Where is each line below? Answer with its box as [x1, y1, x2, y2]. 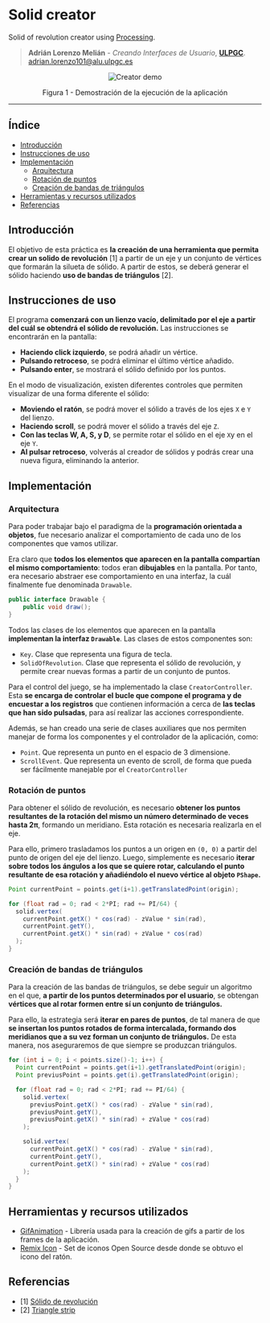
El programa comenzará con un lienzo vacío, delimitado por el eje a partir [8, 315, 256, 325]
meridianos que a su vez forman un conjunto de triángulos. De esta [8, 1032, 237, 1042]
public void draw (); [22, 602, 92, 611]
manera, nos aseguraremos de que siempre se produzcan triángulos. [8, 1040, 237, 1050]
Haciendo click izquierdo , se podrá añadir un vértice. [19, 348, 198, 358]
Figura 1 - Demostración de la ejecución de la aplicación [42, 87, 228, 97]
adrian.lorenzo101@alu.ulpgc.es [27, 56, 133, 66]
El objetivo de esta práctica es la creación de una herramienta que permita [8, 244, 260, 254]
